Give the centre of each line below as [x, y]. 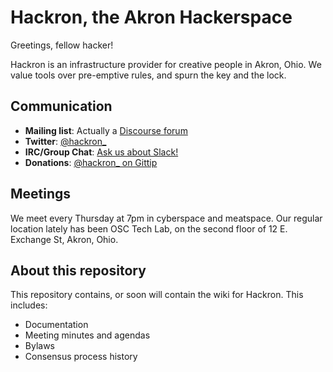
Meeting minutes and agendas [87, 335]
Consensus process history [81, 357]
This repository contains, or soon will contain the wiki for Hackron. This [157, 295]
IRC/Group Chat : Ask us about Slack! [101, 152]
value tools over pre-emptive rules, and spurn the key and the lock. [148, 75]
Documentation [56, 325]
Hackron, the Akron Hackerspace [151, 17]
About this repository [78, 270]
